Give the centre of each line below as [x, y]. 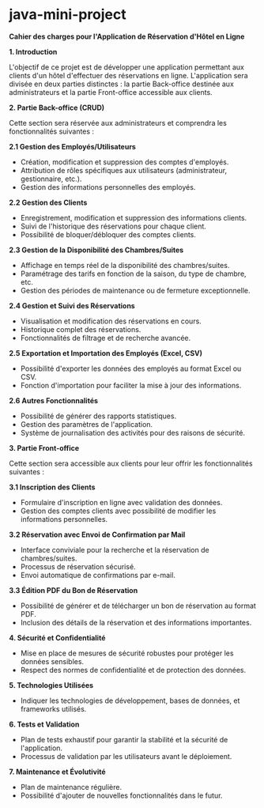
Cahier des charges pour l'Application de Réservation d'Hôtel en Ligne [127, 36]
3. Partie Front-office [44, 447]
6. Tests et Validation [44, 724]
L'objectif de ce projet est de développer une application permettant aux [126, 67]
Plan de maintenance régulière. [71, 787]
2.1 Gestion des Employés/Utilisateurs [73, 146]
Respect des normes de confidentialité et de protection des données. [133, 670]
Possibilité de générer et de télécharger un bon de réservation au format [138, 606]
